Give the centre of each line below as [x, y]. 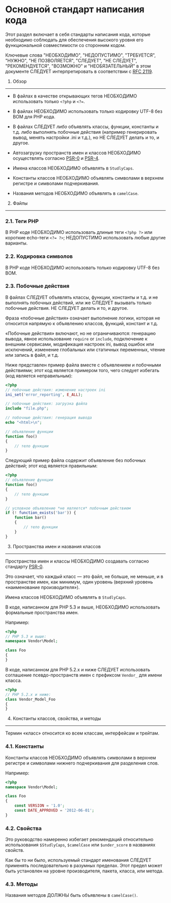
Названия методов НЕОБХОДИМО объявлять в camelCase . [76, 193]
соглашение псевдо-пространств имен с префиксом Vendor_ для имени [84, 675]
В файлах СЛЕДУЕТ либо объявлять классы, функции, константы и [85, 127]
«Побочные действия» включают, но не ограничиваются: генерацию [81, 333]
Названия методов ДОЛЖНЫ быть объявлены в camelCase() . [72, 895]
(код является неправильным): [39, 376]
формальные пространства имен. [42, 612]
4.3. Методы [22, 884]
